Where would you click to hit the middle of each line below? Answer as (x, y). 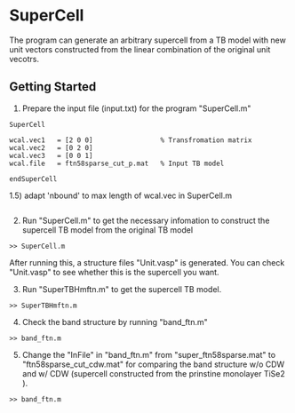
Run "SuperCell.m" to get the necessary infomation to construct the (146, 220)
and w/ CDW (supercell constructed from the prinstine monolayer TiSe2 (154, 373)
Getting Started (53, 87)
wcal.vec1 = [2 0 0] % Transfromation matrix (131, 140)
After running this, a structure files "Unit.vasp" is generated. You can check (147, 262)
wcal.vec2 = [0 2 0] (51, 147)
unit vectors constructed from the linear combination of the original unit (140, 49)
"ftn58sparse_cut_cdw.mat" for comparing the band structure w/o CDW (153, 364)
